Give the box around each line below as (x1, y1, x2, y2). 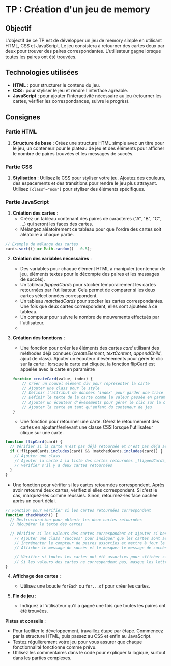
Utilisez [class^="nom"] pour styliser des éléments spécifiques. (12, 185, 146, 192)
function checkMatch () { (5, 512, 58, 518)
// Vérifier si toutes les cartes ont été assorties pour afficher (14, 554, 160, 560)
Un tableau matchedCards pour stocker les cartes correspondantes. (20, 298, 164, 304)
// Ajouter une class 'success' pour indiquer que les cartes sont (14, 536, 160, 541)
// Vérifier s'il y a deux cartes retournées (14, 463, 113, 468)
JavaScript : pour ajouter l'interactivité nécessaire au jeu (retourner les (12, 93, 162, 99)
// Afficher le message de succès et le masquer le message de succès (14, 545, 167, 550)
